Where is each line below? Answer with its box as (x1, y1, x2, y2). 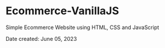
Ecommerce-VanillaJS (5, 4, 119, 18)
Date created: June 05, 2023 (5, 35, 77, 42)
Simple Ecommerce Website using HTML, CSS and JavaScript (5, 24, 160, 31)
